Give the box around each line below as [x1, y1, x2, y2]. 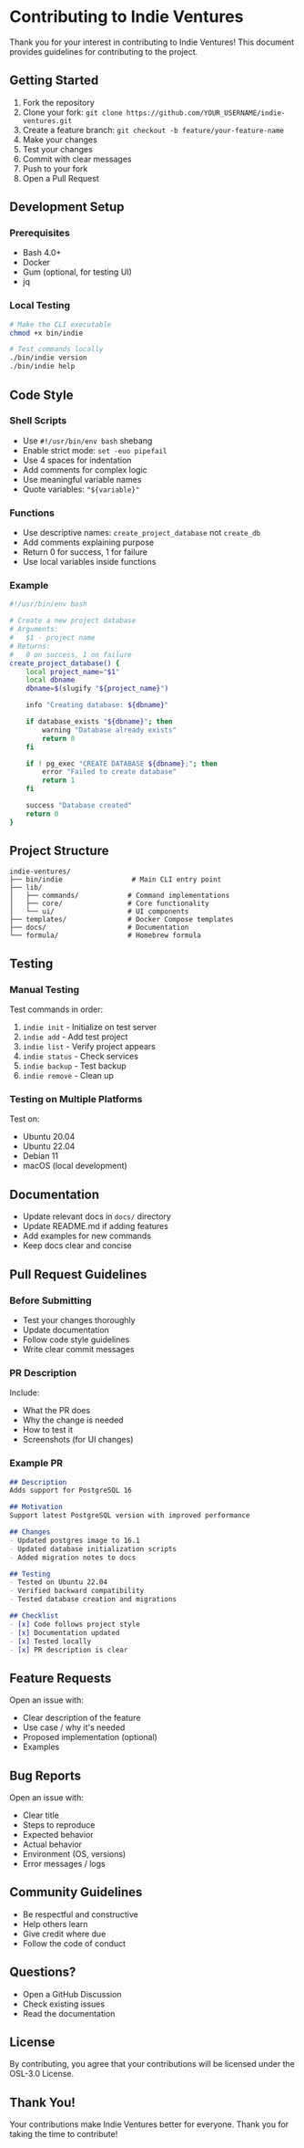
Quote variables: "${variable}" [22, 484, 140, 495]
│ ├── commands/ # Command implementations [9, 892, 230, 901]
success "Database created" [25, 801, 132, 810]
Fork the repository [22, 97, 96, 108]
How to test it [22, 1424, 73, 1435]
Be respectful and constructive [22, 1909, 138, 1920]
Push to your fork [22, 162, 88, 174]
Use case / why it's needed [22, 1722, 126, 1733]
